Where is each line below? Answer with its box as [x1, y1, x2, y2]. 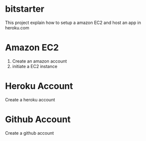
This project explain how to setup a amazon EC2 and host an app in [5, 20, 141, 25]
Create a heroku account [5, 96, 55, 102]
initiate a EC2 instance [12, 63, 58, 69]
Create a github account [5, 130, 54, 136]
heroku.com [5, 24, 29, 30]
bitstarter [5, 3, 45, 15]
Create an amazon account [12, 58, 67, 64]
